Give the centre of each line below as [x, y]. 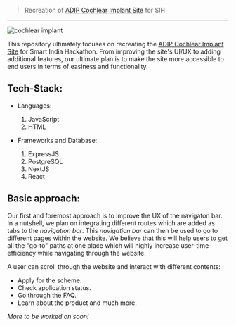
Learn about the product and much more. [77, 303]
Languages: [34, 106]
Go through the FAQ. [47, 295]
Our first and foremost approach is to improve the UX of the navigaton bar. [115, 215]
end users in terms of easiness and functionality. [78, 67]
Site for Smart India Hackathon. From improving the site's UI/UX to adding [114, 51]
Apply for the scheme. [50, 280]
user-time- [196, 245]
